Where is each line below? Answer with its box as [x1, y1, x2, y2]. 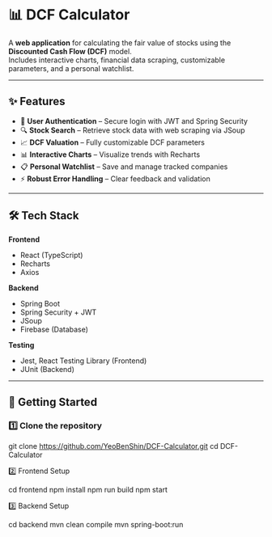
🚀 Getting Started [8, 395, 98, 408]
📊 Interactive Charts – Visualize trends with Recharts [19, 150, 201, 159]
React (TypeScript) [19, 250, 83, 260]
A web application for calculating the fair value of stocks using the [8, 37, 232, 48]
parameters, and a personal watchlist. [8, 63, 134, 73]
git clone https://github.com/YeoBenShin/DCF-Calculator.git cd [8, 442, 219, 451]
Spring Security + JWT [19, 307, 97, 317]
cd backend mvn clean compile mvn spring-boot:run [8, 520, 184, 530]
